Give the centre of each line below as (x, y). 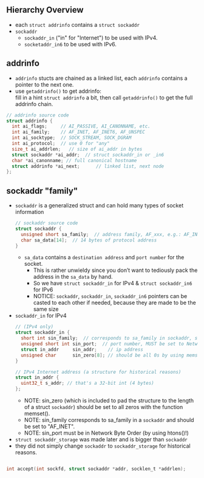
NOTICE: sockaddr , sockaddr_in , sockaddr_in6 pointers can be (110, 296)
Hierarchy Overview (45, 10)
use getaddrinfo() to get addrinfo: (58, 91)
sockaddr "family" (42, 191)
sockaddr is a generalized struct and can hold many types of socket (99, 205)
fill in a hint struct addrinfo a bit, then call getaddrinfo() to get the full (104, 98)
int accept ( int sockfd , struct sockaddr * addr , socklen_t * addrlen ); (96, 469)
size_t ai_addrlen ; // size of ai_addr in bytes (77, 149)
